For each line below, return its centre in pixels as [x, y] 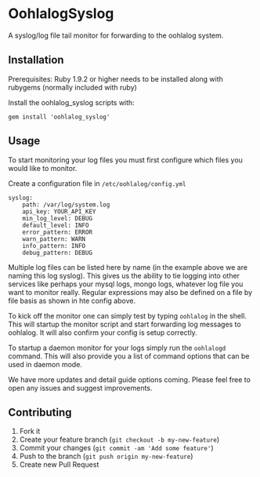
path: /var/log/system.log [66, 205]
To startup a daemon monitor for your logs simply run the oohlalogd [117, 348]
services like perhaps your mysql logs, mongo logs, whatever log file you [126, 284]
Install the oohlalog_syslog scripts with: [71, 102]
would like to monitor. [43, 168]
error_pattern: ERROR [57, 232]
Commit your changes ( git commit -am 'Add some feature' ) [116, 448]
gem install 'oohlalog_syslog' [59, 117]
